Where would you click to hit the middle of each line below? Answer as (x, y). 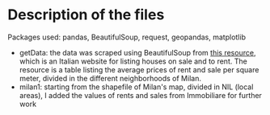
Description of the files (86, 15)
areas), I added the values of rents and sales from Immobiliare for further (140, 95)
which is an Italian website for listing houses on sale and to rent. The (133, 61)
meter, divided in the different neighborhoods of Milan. (110, 78)
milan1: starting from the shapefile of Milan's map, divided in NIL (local (136, 87)
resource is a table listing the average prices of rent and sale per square (139, 69)
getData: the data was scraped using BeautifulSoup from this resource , (137, 52)
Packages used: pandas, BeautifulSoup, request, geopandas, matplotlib (127, 37)
